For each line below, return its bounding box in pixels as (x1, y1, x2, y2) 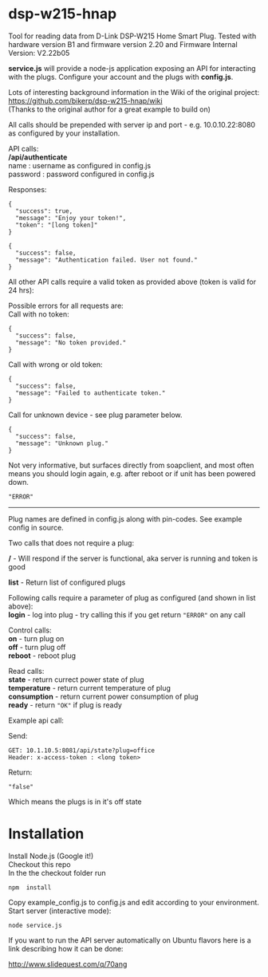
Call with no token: (8, 309, 69, 319)
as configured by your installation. (8, 128, 120, 138)
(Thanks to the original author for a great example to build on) (8, 104, 211, 114)
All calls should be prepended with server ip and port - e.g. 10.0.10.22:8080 (8, 120, 256, 129)
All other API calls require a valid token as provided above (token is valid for (8, 277, 257, 286)
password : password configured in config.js (8, 169, 156, 179)
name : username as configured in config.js (8, 160, 152, 170)
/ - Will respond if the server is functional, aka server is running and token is (8, 554, 258, 563)
